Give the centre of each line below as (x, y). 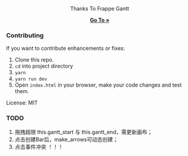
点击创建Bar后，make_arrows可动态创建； (66, 139)
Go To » (100, 20)
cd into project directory (44, 66)
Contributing (25, 35)
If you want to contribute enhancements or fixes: (66, 48)
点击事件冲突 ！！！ (39, 147)
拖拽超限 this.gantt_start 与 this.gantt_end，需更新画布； (84, 132)
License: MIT (22, 103)
